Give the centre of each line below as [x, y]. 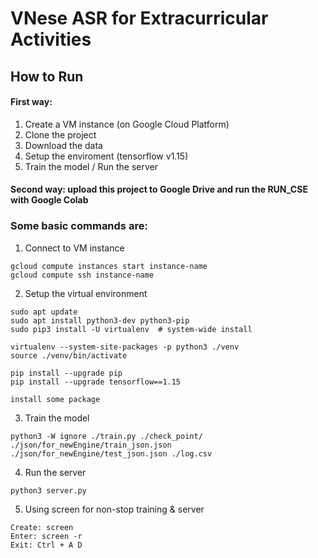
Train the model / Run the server [91, 166]
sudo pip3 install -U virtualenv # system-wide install [131, 329]
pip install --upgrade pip [66, 373]
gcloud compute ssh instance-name [82, 275]
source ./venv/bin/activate [69, 355]
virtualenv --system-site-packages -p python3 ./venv [125, 347]
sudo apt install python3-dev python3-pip [100, 320]
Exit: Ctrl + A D [46, 545]
